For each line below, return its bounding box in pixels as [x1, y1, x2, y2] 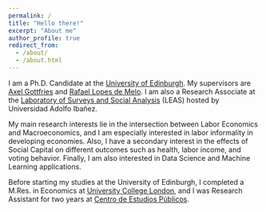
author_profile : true [8, 34, 81, 42]
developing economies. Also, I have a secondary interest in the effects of [8, 136, 249, 146]
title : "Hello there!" [8, 19, 84, 27]
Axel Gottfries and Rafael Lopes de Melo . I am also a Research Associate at [8, 86, 256, 96]
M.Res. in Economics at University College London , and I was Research [8, 186, 243, 195]
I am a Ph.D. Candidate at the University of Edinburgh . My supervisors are [8, 78, 252, 88]
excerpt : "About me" [8, 26, 77, 34]
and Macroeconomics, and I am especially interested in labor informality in [8, 127, 253, 137]
